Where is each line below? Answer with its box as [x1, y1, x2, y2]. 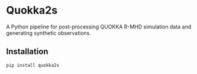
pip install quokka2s [6, 62, 60, 68]
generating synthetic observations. [6, 29, 92, 36]
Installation [6, 47, 49, 57]
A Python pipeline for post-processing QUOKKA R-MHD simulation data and [6, 23, 192, 30]
